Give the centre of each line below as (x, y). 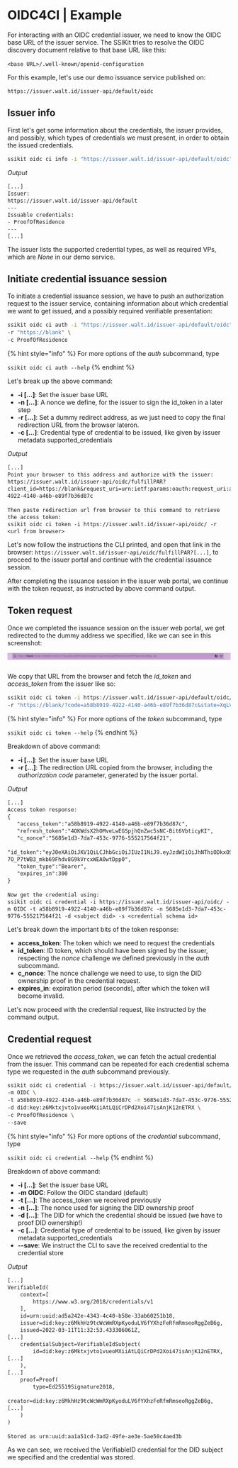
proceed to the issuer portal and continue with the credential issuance (110, 560)
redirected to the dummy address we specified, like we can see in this (109, 635)
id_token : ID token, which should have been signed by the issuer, (113, 950)
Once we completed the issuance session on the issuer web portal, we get (116, 628)
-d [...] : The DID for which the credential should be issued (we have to (120, 1215)
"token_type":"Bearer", (52, 866)
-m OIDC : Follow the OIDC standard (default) (83, 1192)
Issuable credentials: (41, 215)
